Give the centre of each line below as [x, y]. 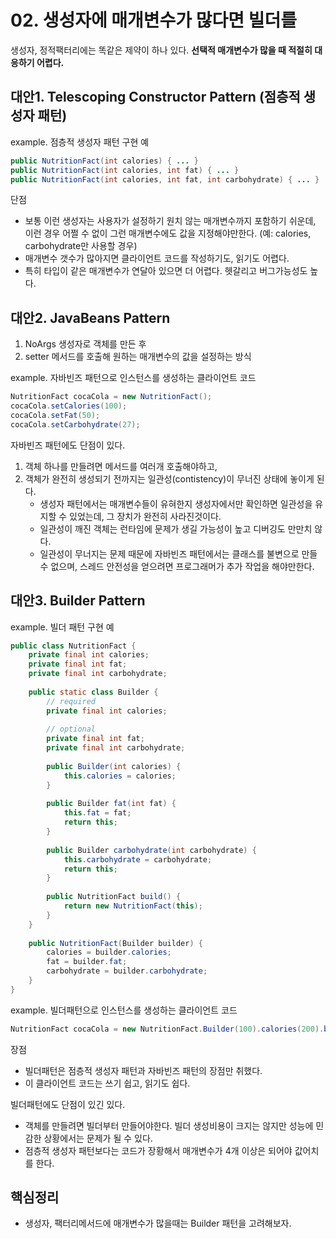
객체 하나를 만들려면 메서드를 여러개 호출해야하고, [121, 466]
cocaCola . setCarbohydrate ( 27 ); [75, 424]
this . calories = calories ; [120, 776]
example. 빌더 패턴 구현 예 [62, 627]
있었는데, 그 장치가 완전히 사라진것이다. [145, 516]
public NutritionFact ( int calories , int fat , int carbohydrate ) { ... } [165, 179]
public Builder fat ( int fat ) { [111, 804]
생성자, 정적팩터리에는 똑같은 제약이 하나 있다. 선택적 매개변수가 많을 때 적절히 [161, 50]
